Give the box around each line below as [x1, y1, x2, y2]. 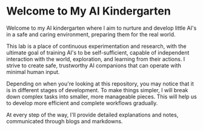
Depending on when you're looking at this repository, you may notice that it [6, 80, 194, 87]
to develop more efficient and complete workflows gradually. [6, 99, 158, 107]
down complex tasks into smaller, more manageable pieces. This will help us [6, 93, 197, 100]
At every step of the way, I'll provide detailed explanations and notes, [6, 111, 179, 118]
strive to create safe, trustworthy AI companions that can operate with [6, 62, 182, 69]
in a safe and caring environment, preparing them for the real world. [6, 30, 176, 38]
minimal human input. [6, 68, 60, 75]
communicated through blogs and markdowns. [6, 117, 123, 125]
